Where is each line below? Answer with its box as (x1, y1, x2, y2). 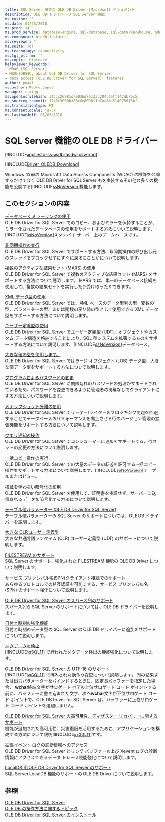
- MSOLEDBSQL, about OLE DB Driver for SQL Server (5, 71, 111, 76)
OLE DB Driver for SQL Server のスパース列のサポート (5, 597, 114, 603)
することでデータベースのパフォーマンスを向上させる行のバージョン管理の (5, 415, 156, 421)
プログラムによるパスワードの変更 (5, 374, 74, 380)
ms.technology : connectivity (5, 48, 65, 53)
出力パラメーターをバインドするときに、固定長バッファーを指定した (13, 678, 151, 684)
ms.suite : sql (5, 44, 34, 49)
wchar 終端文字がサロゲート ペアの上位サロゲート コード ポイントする (14, 684, 157, 690)
